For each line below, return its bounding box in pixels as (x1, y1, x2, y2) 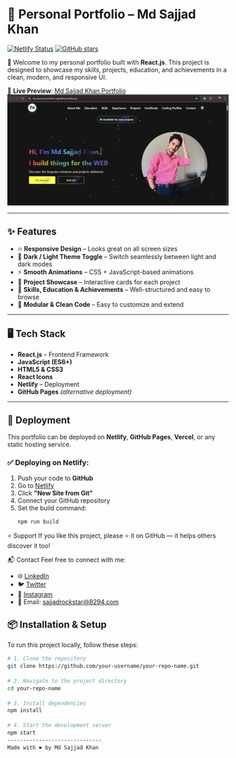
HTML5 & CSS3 (17, 365, 64, 373)
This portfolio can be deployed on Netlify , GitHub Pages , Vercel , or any (7, 433, 216, 441)
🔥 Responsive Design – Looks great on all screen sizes (17, 244, 178, 253)
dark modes (17, 260, 53, 268)
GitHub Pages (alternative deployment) (17, 387, 132, 396)
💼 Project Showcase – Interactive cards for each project (17, 277, 181, 286)
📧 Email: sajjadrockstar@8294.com (17, 597, 119, 606)
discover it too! (7, 541, 51, 550)
